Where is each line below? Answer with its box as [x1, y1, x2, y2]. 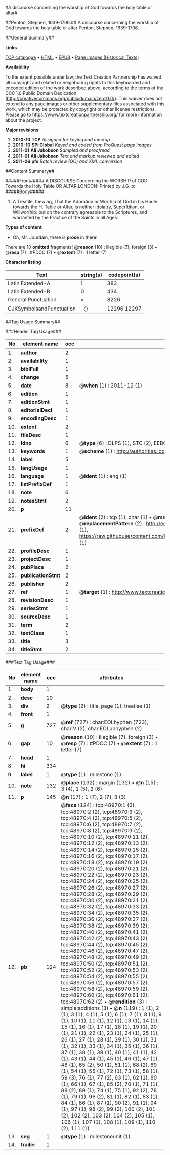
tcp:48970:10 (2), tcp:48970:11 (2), [61, 833, 149, 840]
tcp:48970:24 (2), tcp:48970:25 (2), [61, 878, 149, 884]
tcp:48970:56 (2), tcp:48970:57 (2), [61, 979, 149, 986]
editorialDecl [21, 407, 52, 413]
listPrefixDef [21, 481, 52, 488]
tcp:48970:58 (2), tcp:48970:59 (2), [61, 985, 149, 992]
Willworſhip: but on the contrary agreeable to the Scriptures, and [12, 209, 148, 215]
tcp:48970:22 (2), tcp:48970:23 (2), [61, 871, 149, 878]
